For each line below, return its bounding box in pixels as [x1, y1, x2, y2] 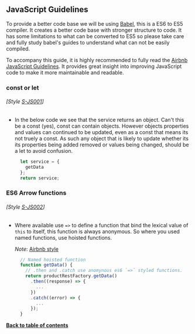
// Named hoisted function [20, 257, 86, 263]
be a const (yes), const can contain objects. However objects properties [14, 122, 189, 129]
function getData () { [20, 262, 73, 268]
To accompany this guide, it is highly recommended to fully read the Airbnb [6, 56, 188, 63]
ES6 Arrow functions [6, 189, 67, 197]
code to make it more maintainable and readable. [6, 69, 124, 76]
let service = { [20, 158, 60, 165]
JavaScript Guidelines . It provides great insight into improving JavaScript [6, 63, 182, 70]
